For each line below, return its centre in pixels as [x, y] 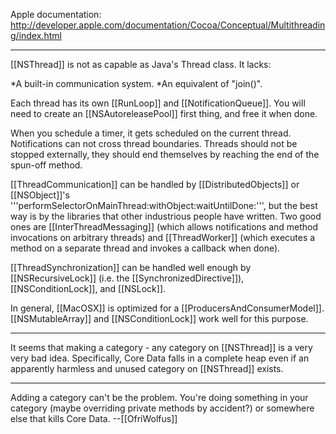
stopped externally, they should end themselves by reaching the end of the [165, 154]
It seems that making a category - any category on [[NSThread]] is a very [161, 347]
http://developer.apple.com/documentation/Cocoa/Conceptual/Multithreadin [168, 25]
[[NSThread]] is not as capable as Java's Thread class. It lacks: [141, 64]
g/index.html [36, 35]
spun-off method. [46, 165]
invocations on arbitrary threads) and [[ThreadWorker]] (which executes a [163, 237]
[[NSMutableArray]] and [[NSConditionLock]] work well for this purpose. [159, 318]
